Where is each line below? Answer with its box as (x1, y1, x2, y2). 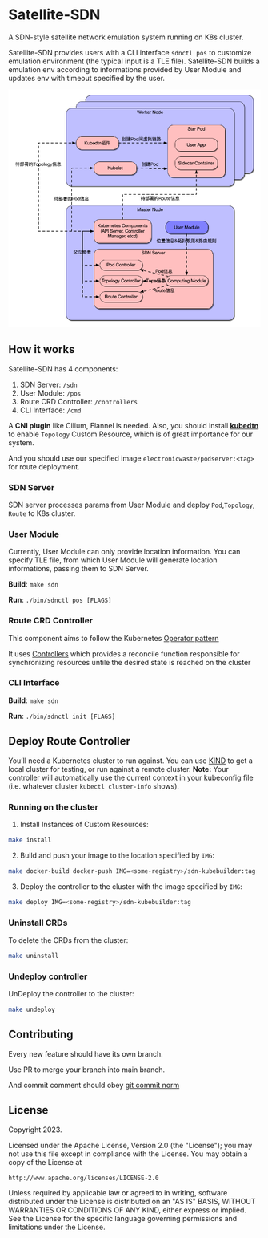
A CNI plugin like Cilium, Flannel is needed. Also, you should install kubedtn (8, 420, 259, 430)
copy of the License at (8, 1157, 82, 1167)
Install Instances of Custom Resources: (19, 819, 150, 829)
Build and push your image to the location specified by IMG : (19, 850, 214, 860)
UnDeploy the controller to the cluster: (8, 989, 134, 999)
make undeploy (8, 1005, 56, 1014)
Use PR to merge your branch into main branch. (8, 1065, 166, 1074)
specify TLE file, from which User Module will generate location (8, 555, 218, 565)
